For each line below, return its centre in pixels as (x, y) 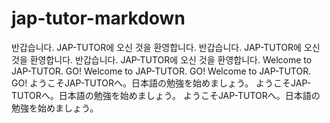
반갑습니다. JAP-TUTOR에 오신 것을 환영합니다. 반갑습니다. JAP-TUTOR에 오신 (166, 47)
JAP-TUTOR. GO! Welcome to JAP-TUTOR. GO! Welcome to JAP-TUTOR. (161, 71)
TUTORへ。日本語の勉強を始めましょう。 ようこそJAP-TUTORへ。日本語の (166, 95)
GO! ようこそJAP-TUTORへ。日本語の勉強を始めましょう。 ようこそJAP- (161, 83)
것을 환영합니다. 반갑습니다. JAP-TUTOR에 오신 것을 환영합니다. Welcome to (162, 59)
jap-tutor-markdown (98, 18)
